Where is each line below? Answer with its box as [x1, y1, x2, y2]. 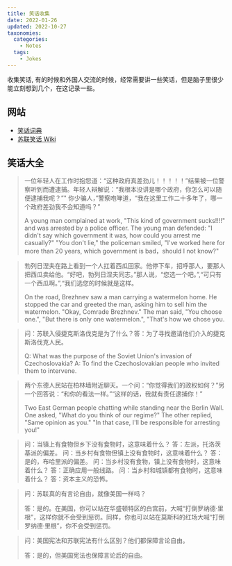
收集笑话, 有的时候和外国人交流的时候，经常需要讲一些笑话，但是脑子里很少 [7, 75, 224, 83]
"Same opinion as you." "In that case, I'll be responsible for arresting [24, 418, 220, 427]
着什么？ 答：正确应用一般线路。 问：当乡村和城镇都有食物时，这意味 [24, 466, 223, 474]
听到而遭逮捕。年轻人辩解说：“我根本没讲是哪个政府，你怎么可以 [30, 185, 216, 194]
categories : [13, 36, 49, 43]
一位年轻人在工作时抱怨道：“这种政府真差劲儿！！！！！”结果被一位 [24, 176, 219, 185]
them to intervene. [24, 367, 77, 375]
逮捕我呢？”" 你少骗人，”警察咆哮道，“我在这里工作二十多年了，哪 [30, 194, 217, 202]
